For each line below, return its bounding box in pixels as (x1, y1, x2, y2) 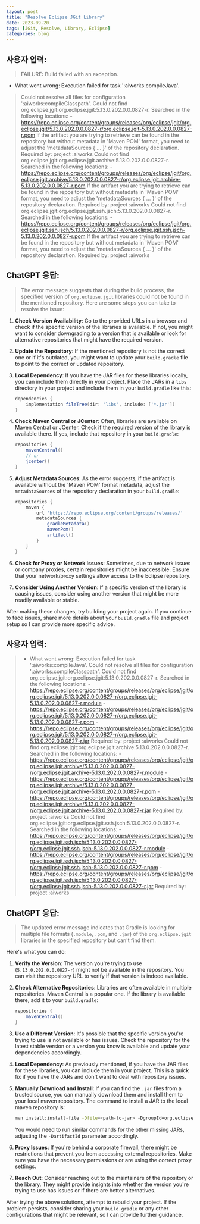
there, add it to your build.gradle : (14, 997, 99, 1004)
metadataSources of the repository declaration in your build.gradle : (14, 487, 180, 494)
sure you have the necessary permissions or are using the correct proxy (14, 1156, 192, 1163)
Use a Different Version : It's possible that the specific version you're (14, 1030, 184, 1037)
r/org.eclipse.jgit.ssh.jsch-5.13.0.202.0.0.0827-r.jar (29, 883, 154, 890)
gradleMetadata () (46, 521, 90, 527)
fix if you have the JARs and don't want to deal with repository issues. (14, 1073, 186, 1080)
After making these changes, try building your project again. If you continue (6, 608, 192, 615)
